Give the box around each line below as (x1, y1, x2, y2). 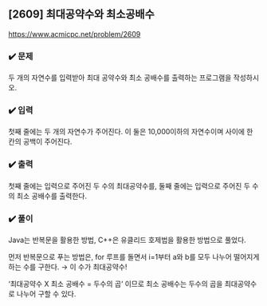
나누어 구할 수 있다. (16, 289, 77, 298)
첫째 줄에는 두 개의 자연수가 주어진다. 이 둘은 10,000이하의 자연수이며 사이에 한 (8, 127, 253, 137)
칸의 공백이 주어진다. (8, 137, 73, 146)
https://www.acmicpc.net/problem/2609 (8, 29, 141, 38)
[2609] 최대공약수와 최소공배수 (8, 7, 155, 22)
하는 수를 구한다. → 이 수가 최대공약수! (8, 262, 128, 272)
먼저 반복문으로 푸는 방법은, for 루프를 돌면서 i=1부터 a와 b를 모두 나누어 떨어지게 (8, 252, 260, 261)
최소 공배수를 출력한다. (16, 191, 88, 201)
